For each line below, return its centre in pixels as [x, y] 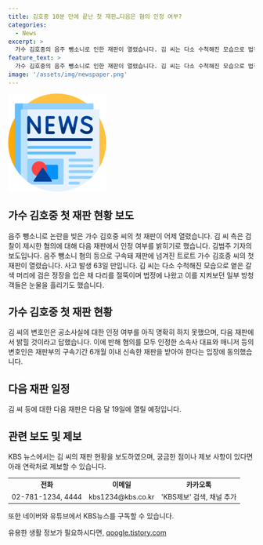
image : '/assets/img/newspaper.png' [68, 74]
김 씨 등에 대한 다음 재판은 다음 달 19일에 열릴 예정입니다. [95, 409]
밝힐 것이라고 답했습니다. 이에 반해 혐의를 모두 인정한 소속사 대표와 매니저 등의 [135, 342]
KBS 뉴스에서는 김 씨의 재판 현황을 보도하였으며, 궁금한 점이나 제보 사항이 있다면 [130, 456]
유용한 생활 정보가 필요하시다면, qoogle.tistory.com [87, 532]
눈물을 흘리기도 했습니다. [67, 285]
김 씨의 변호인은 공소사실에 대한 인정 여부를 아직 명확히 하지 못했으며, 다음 [121, 332]
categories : [27, 25]
